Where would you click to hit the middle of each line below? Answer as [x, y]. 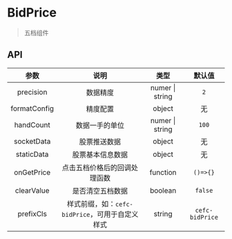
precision [32, 92]
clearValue [32, 190]
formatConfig [32, 108]
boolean [163, 190]
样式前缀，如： [91, 204]
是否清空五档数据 [100, 191]
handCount [32, 124]
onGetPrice [32, 172]
